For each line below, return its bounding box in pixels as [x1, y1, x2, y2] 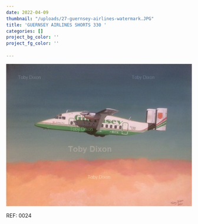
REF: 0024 [6, 212, 32, 219]
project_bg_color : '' [6, 34, 60, 41]
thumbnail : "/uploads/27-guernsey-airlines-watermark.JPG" [6, 15, 154, 22]
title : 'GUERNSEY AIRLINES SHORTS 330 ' [6, 22, 107, 28]
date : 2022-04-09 [6, 9, 49, 15]
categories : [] [6, 28, 44, 34]
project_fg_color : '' [6, 41, 60, 46]
